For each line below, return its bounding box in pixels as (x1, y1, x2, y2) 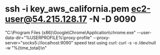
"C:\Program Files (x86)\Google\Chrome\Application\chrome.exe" (5, 29, 136, 35)
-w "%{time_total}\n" (5, 45, 47, 51)
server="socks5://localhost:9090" (5, 40, 74, 45)
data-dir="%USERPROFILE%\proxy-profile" (5, 35, 92, 41)
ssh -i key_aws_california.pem (5, 3, 129, 14)
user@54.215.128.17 (5, 14, 87, 25)
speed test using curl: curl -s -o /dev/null (74, 40, 156, 45)
